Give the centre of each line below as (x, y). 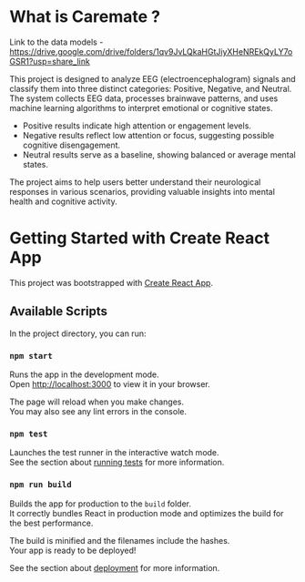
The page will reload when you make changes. (97, 402)
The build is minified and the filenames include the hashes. (120, 540)
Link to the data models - (56, 42)
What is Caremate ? (85, 17)
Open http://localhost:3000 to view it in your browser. (110, 383)
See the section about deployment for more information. (115, 567)
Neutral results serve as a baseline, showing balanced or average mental (159, 154)
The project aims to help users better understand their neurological (135, 182)
